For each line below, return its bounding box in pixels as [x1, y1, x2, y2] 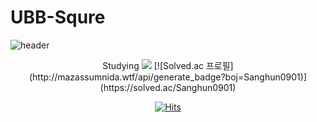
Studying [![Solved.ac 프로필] [102, 59, 234, 71]
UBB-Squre [10, 6, 106, 29]
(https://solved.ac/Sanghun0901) [99, 81, 237, 93]
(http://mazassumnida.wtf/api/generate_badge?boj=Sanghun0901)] [28, 71, 308, 83]
